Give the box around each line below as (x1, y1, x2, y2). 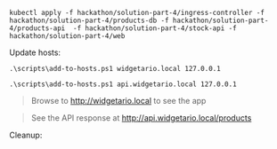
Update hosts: (9, 47, 61, 58)
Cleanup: (9, 129, 43, 140)
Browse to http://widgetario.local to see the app (30, 96, 207, 106)
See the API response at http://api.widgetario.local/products (30, 113, 252, 123)
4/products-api (9, 24, 66, 33)
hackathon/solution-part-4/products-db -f (9, 16, 169, 25)
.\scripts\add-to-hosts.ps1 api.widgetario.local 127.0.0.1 (9, 80, 238, 89)
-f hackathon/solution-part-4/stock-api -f (72, 24, 238, 33)
